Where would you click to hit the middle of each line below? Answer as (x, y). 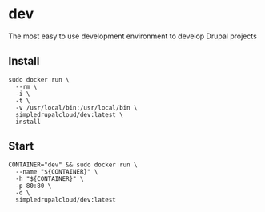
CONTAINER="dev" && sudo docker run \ (73, 165)
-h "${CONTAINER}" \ (50, 178)
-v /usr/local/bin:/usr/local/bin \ (76, 108)
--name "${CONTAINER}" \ (57, 172)
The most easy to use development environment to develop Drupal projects (133, 36)
